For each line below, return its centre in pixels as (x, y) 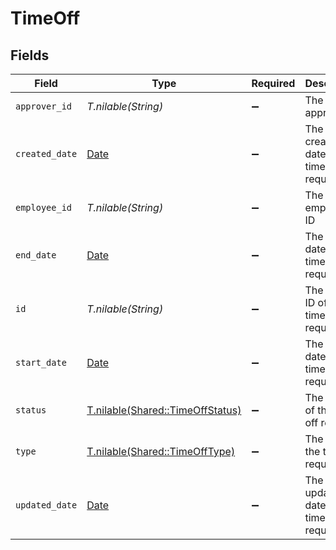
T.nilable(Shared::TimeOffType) (161, 451)
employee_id (44, 207)
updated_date (46, 505)
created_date (46, 153)
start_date (41, 362)
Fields (30, 55)
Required (273, 83)
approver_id (44, 106)
